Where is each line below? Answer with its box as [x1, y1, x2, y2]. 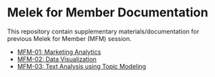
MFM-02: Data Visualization [17, 55, 97, 63]
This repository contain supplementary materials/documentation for [7, 27, 200, 35]
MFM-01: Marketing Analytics [17, 48, 101, 56]
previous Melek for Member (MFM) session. [7, 34, 132, 42]
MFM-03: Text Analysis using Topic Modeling [17, 62, 147, 70]
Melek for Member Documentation [7, 5, 209, 20]
